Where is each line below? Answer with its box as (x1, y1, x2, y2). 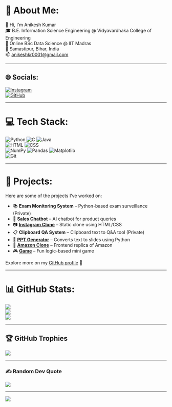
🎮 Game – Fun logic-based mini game (12, 247, 94, 254)
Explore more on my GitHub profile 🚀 (5, 259, 83, 266)
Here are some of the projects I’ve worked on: (5, 192, 102, 199)
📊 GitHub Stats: (5, 283, 75, 295)
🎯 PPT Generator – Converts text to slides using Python (12, 236, 131, 243)
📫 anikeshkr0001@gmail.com (5, 51, 69, 57)
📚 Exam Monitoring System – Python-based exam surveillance (12, 203, 148, 209)
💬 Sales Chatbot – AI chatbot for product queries (12, 216, 116, 222)
